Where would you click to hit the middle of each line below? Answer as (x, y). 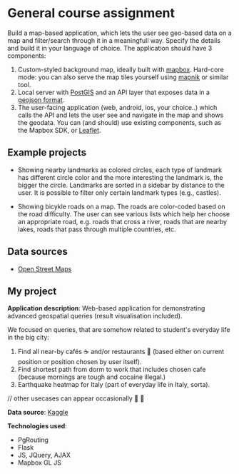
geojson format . (41, 100)
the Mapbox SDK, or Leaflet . (59, 130)
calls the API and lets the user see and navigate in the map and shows (121, 115)
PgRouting (33, 440)
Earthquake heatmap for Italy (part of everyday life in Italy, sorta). (114, 385)
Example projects (47, 152)
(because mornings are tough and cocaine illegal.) (92, 377)
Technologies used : (37, 426)
